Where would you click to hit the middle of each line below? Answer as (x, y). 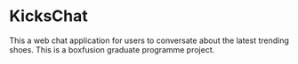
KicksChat (48, 16)
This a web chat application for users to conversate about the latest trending (149, 40)
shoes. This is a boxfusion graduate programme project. (112, 49)
